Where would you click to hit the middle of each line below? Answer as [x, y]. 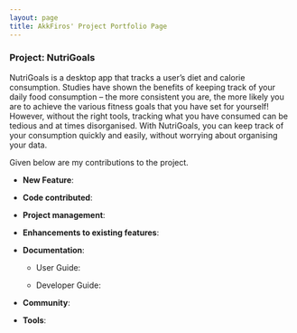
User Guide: [58, 267]
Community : [46, 302]
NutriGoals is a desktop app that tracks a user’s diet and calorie [127, 77]
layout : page [34, 18]
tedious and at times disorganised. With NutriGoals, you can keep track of [147, 125]
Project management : [64, 214]
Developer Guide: [68, 285]
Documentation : [53, 250]
